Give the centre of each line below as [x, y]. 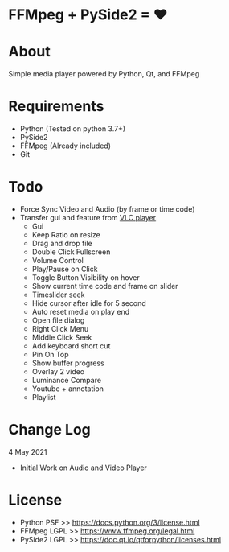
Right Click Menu [60, 329]
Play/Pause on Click [65, 269]
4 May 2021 [28, 451]
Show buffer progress [68, 363]
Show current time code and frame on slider [105, 286]
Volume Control [58, 260]
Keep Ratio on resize [66, 235]
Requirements [56, 107]
